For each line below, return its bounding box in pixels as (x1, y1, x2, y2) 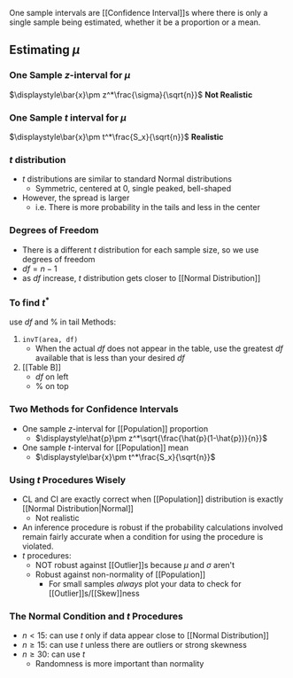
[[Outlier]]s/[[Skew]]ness (48, 588, 140, 598)
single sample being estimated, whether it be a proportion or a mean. (9, 17, 261, 27)
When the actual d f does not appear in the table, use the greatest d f (35, 343, 283, 354)
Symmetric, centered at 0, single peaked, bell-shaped (35, 183, 232, 194)
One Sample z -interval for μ (9, 69, 131, 82)
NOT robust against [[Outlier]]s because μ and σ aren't (35, 559, 235, 570)
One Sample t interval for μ (9, 111, 127, 123)
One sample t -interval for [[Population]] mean (21, 442, 189, 453)
